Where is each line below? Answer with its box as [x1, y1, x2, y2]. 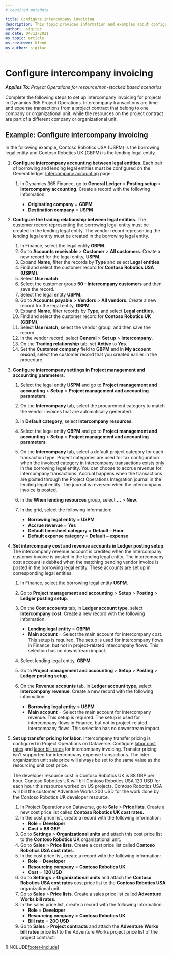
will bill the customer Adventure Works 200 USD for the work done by [12, 788, 159, 794]
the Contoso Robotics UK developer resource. [12, 793, 109, 800]
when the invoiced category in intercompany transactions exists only [20, 460, 165, 466]
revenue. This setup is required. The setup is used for [27, 714, 140, 720]
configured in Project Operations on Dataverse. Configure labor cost [12, 740, 156, 746]
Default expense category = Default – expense [27, 533, 129, 539]
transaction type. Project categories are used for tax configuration [20, 454, 159, 460]
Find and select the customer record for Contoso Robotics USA [20, 264, 154, 270]
